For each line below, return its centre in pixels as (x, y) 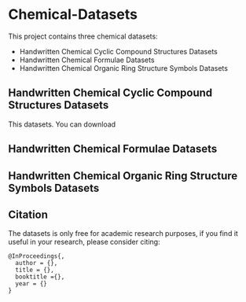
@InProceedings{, (37, 256)
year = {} (31, 284)
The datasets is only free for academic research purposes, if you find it (123, 234)
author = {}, (37, 263)
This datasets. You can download (62, 124)
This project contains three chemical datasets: (83, 36)
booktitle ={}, (40, 277)
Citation (28, 214)
